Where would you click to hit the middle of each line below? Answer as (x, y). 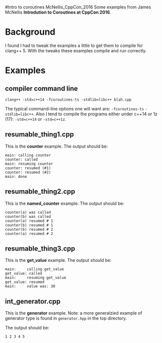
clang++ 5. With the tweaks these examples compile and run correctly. (76, 50)
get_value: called (24, 274)
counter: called (21, 159)
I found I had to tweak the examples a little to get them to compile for (74, 45)
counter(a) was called (28, 212)
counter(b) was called (28, 216)
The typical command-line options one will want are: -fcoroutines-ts (75, 108)
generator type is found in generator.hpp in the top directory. (66, 318)
